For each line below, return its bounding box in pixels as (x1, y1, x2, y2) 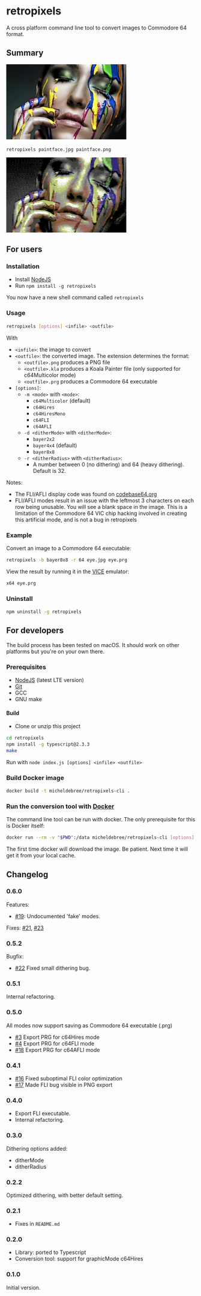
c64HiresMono (32, 410, 66, 417)
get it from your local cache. (6, 852, 76, 859)
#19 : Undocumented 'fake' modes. (14, 912, 101, 920)
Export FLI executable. (14, 1110, 71, 1117)
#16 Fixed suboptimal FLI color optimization (14, 1074, 123, 1082)
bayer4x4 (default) (32, 442, 77, 449)
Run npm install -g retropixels (14, 282, 97, 290)
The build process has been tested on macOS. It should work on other (6, 641, 180, 648)
